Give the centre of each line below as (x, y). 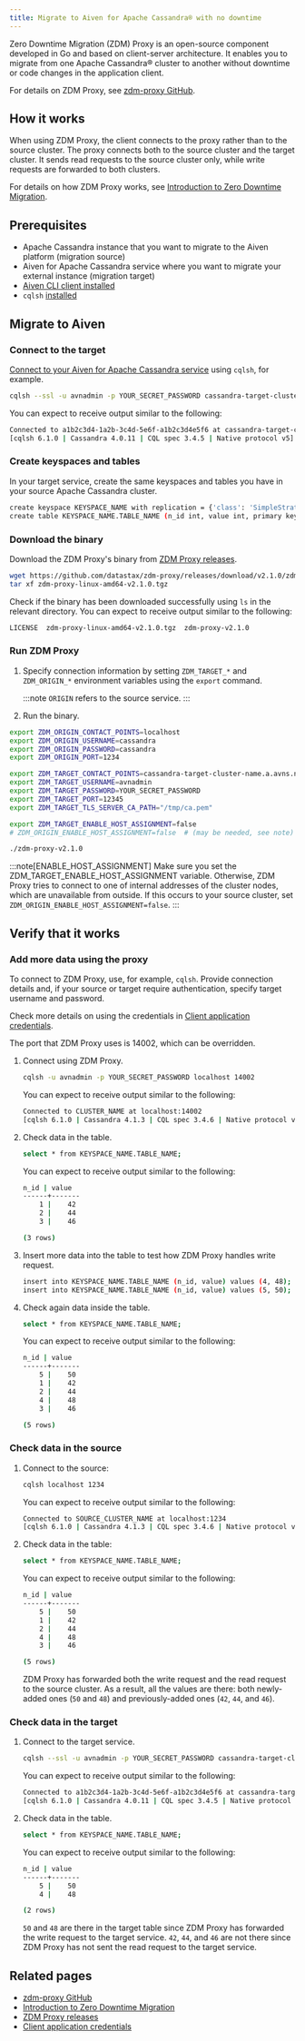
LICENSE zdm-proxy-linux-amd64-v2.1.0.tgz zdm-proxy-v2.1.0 (129, 627)
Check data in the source (66, 1448)
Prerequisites (48, 225)
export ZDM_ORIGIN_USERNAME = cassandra (83, 741)
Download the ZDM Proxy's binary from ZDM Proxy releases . (123, 558)
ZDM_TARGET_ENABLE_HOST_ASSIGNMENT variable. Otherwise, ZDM (142, 876)
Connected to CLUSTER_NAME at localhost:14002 (112, 1111)
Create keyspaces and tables (75, 461)
